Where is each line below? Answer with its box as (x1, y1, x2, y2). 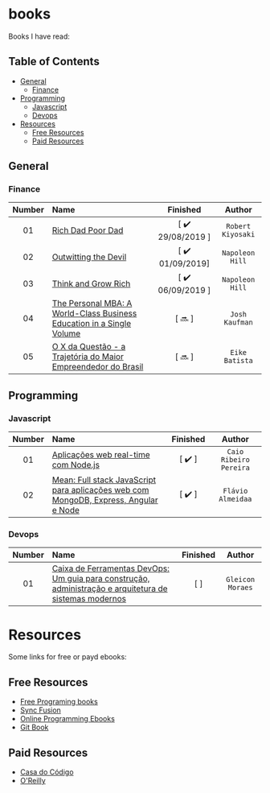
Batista (223, 356, 253, 366)
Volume (51, 328, 81, 339)
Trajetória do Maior (51, 351, 125, 362)
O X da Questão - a (51, 341, 126, 353)
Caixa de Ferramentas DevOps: (51, 563, 170, 574)
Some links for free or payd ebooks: (8, 652, 127, 662)
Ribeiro (220, 456, 251, 465)
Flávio (223, 486, 248, 496)
